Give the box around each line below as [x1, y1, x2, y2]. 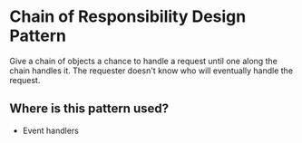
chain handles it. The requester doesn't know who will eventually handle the [9, 65, 293, 76]
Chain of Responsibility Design [9, 6, 247, 27]
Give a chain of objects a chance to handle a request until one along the [9, 55, 278, 66]
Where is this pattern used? [9, 101, 170, 117]
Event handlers [22, 125, 79, 136]
